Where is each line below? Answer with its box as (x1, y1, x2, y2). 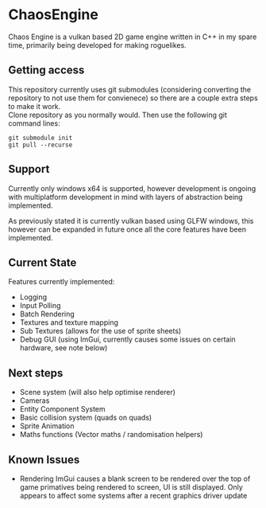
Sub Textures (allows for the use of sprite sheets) (19, 326, 182, 336)
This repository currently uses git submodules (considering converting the (8, 84, 252, 94)
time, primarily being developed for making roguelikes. (8, 40, 187, 49)
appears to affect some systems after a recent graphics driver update (19, 491, 248, 500)
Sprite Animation (19, 421, 75, 431)
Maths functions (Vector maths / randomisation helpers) (19, 430, 203, 440)
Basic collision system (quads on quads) (19, 412, 152, 423)
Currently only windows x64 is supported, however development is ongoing (8, 183, 256, 193)
